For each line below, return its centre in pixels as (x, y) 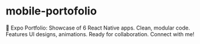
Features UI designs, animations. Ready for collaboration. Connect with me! (100, 34)
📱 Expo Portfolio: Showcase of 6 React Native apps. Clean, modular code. (98, 28)
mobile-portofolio (51, 11)
